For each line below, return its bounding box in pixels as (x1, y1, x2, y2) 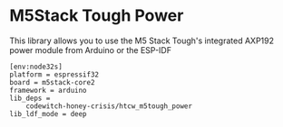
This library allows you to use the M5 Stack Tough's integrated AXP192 (9, 35, 275, 46)
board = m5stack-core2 (9, 77, 95, 86)
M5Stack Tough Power (9, 5, 184, 26)
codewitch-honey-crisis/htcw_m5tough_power (25, 101, 193, 111)
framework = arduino (9, 86, 88, 95)
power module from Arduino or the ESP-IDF (9, 44, 172, 55)
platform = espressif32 (9, 69, 100, 79)
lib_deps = (9, 94, 51, 103)
